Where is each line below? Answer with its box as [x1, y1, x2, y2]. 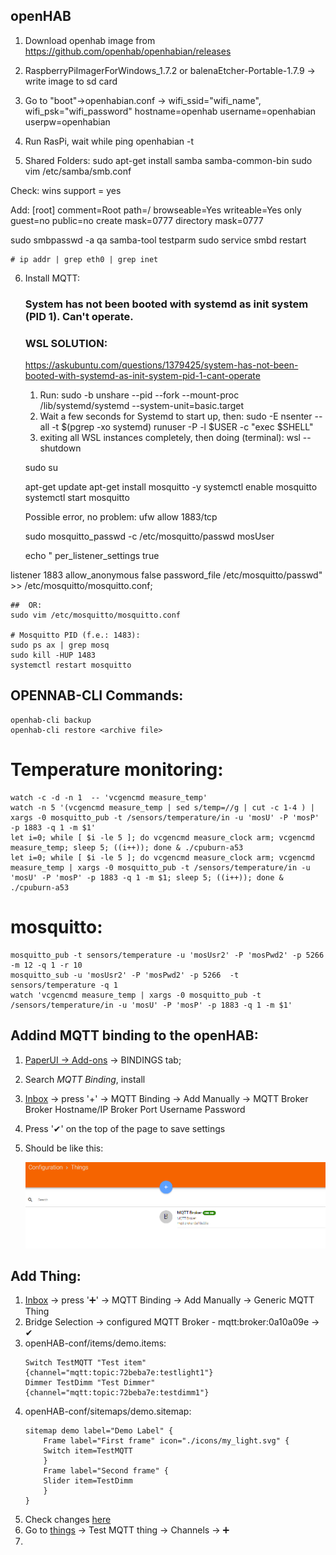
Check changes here [24, 1514, 112, 1526]
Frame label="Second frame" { [43, 1466, 169, 1476]
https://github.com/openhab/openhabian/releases [24, 45, 232, 57]
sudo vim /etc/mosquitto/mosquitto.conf [10, 610, 182, 621]
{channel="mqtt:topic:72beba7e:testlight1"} [24, 1368, 214, 1378]
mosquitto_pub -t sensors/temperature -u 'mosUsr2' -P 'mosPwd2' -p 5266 [10, 950, 325, 960]
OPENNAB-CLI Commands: [10, 687, 184, 704]
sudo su [24, 462, 59, 474]
